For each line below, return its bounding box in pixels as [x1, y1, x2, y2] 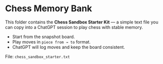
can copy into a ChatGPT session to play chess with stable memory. [5, 24, 143, 30]
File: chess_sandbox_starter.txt [5, 53, 70, 59]
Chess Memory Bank [5, 3, 93, 14]
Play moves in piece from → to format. [12, 39, 91, 44]
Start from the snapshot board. [12, 34, 75, 40]
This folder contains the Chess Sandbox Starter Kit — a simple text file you [5, 19, 159, 25]
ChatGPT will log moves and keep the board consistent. [12, 44, 126, 50]
